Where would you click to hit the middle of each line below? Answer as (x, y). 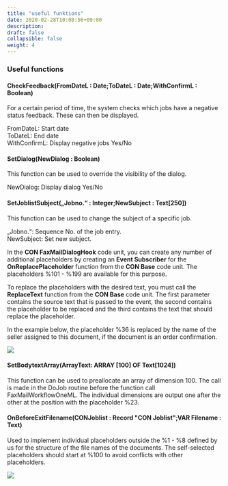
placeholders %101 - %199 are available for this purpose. (87, 274)
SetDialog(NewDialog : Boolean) (54, 159)
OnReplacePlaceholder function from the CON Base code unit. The (102, 266)
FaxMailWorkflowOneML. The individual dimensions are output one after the (114, 395)
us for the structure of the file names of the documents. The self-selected (111, 447)
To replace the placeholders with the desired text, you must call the (102, 287)
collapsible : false (35, 39)
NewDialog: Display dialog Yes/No (55, 187)
